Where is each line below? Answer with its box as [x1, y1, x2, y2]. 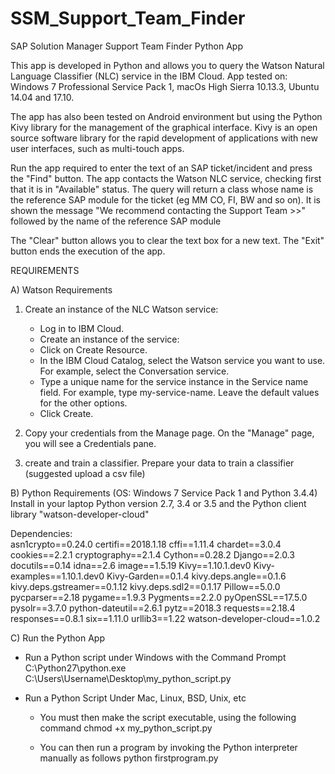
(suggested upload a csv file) [24, 467, 146, 479]
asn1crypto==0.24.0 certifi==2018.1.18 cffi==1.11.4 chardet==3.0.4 [10, 538, 282, 550]
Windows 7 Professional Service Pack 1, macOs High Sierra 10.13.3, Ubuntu [10, 80, 320, 92]
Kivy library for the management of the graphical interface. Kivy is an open [10, 121, 318, 133]
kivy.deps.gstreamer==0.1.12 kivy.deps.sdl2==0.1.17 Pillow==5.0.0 [10, 580, 281, 592]
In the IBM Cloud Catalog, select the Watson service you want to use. [39, 354, 326, 366]
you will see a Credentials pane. [24, 437, 157, 449]
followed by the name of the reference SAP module [10, 215, 222, 227]
